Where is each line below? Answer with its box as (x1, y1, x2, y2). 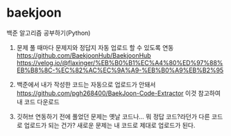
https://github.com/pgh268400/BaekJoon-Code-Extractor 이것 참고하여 (16, 89, 221, 97)
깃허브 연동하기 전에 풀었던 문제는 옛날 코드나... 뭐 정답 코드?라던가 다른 (16, 112, 210, 121)
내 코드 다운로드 (16, 97, 60, 105)
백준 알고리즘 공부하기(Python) (6, 28, 91, 37)
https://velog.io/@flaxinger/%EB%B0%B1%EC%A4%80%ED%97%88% (16, 58, 223, 67)
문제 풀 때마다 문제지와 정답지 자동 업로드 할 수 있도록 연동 (16, 43, 174, 51)
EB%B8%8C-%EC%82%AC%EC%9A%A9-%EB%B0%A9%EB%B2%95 (16, 66, 224, 74)
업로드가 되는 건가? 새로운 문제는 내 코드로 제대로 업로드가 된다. (24, 121, 196, 129)
